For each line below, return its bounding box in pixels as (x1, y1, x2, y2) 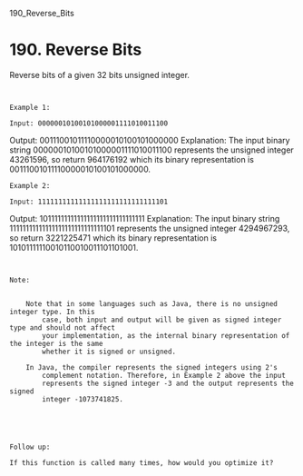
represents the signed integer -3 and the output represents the (42, 379, 295, 388)
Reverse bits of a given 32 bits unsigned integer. (9, 69, 191, 80)
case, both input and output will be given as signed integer (42, 315, 282, 324)
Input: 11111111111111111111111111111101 (9, 197, 169, 206)
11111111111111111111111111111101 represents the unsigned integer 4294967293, (9, 223, 290, 233)
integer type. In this (9, 307, 95, 316)
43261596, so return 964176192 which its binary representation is (9, 154, 254, 164)
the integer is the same (9, 339, 103, 348)
